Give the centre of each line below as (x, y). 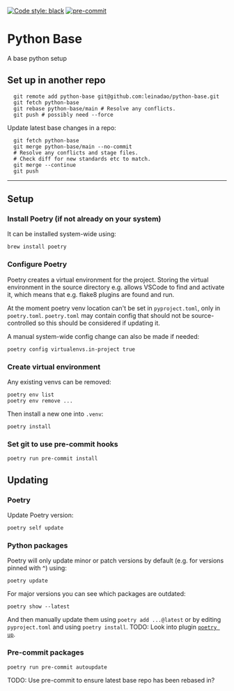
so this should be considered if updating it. (99, 323)
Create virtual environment (54, 367)
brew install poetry (37, 247)
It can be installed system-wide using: (62, 234)
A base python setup (37, 58)
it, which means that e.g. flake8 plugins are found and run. (91, 294)
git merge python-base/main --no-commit (73, 147)
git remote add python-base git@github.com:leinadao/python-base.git (116, 96)
